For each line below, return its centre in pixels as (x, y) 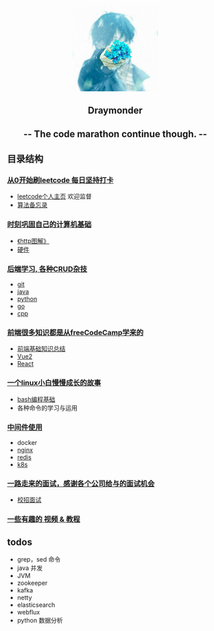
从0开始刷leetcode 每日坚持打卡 (60, 181)
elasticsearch (36, 605)
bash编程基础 (36, 399)
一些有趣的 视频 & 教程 (44, 519)
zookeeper (32, 583)
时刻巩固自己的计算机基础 (49, 225)
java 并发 (30, 568)
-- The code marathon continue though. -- (115, 134)
